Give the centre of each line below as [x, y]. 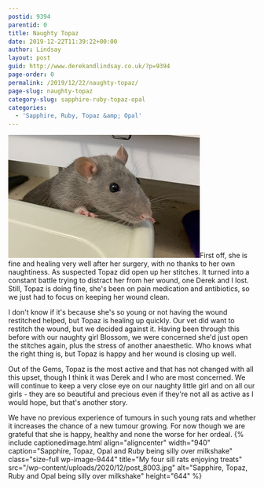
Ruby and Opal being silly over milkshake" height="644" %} [105, 476]
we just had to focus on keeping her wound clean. [89, 297]
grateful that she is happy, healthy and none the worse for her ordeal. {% [126, 435]
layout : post [29, 58]
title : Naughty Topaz [44, 33]
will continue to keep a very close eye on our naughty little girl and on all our [132, 386]
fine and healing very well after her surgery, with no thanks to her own [122, 264]
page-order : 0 [31, 75]
